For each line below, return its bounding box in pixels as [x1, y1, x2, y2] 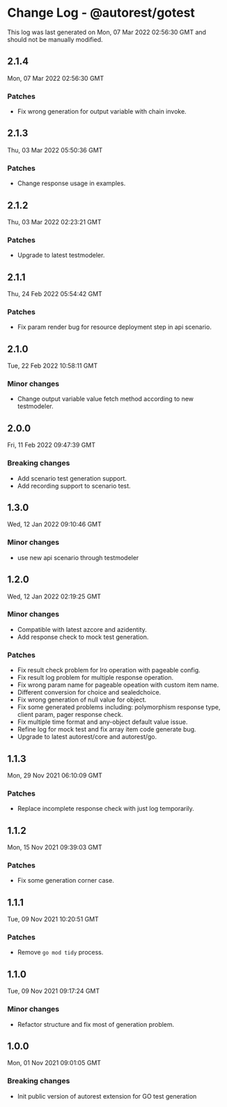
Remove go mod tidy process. [17, 948, 104, 957]
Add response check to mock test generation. [17, 633, 149, 641]
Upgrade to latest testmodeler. [17, 251, 105, 259]
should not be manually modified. [7, 35, 103, 43]
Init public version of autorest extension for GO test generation [17, 1092, 197, 1100]
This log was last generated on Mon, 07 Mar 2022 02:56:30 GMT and [7, 28, 207, 36]
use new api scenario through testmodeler [17, 553, 139, 562]
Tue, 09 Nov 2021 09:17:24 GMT [7, 987, 100, 996]
